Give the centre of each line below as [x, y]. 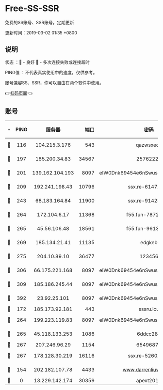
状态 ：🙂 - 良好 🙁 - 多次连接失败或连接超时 [47, 62]
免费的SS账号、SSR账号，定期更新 [40, 22]
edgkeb [149, 242]
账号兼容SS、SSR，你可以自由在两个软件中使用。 [54, 82]
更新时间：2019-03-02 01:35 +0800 [41, 32]
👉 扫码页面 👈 [19, 93]
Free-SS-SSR [32, 8]
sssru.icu [149, 309]
